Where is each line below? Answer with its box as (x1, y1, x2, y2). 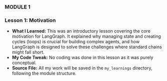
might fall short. (11, 49, 44, 55)
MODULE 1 (4, 3, 30, 10)
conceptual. (11, 60, 37, 66)
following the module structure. (11, 71, 77, 77)
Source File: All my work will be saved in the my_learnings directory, (11, 65, 152, 71)
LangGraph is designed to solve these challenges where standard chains (11, 44, 162, 50)
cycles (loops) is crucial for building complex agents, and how (11, 39, 140, 45)
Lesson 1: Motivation (4, 16, 56, 23)
